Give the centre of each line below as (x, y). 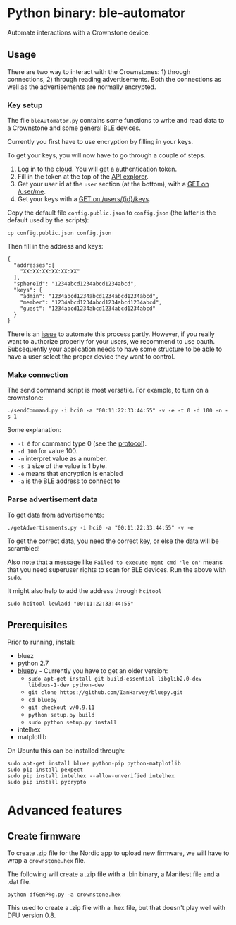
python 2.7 (33, 663)
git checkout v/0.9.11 (61, 708)
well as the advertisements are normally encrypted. (82, 87)
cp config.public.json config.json (60, 233)
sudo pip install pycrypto (47, 782)
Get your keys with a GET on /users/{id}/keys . (84, 199)
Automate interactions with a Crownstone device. (79, 32)
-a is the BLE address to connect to (69, 481)
